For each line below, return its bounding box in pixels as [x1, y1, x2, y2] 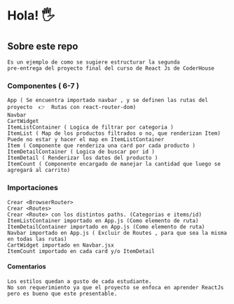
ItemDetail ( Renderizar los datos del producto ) [7, 154, 158, 161]
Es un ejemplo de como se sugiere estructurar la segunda [7, 59, 180, 66]
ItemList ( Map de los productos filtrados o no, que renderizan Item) [7, 130, 221, 137]
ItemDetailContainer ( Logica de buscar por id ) [7, 148, 156, 156]
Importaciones [7, 183, 58, 193]
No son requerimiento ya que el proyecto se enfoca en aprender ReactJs [7, 284, 224, 291]
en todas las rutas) [7, 236, 68, 243]
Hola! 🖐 [7, 8, 55, 24]
